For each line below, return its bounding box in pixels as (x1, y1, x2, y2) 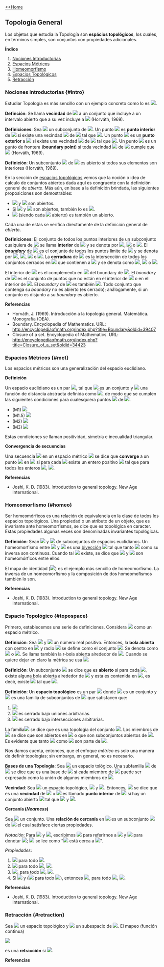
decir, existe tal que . (5, 679, 58, 684)
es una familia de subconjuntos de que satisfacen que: (11, 695, 127, 701)
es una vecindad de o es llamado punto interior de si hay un (5, 791, 146, 796)
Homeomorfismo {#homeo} (5, 501, 72, 508)
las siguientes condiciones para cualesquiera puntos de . (5, 397, 131, 403)
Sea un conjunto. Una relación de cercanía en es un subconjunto (5, 816, 149, 822)
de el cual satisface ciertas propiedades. (5, 822, 93, 828)
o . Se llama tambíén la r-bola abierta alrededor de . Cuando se (11, 651, 148, 657)
